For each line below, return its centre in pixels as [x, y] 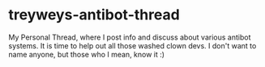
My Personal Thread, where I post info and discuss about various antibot [130, 37]
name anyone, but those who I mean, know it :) [86, 54]
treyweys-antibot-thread [94, 15]
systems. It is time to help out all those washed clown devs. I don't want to [132, 45]
